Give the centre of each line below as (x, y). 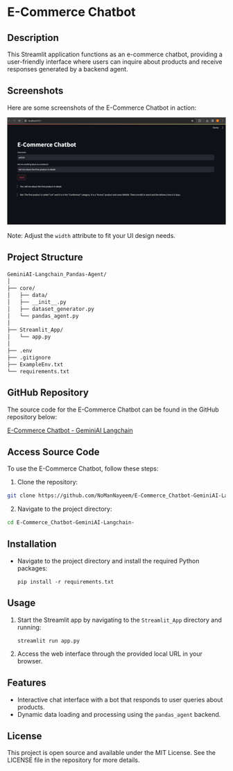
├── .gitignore (29, 357)
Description (33, 38)
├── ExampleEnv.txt (35, 364)
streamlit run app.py (48, 641)
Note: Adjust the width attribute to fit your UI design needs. (91, 235)
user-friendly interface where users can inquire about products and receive (115, 62)
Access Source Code (53, 452)
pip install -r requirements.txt (66, 582)
